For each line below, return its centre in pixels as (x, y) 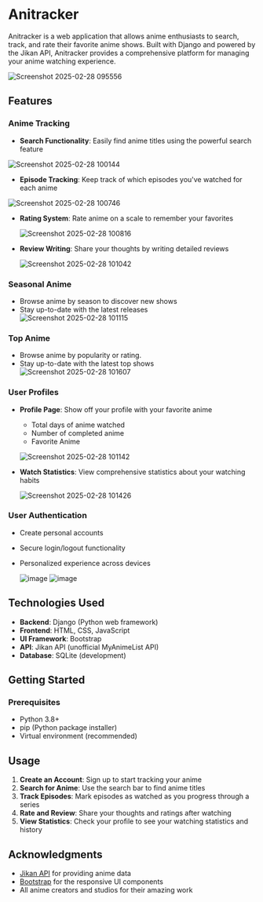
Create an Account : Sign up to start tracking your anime (111, 780)
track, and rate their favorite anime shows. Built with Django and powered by (132, 44)
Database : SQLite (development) (73, 655)
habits (29, 480)
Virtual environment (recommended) (78, 736)
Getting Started (47, 680)
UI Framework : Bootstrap (60, 638)
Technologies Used (56, 603)
